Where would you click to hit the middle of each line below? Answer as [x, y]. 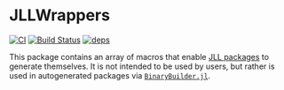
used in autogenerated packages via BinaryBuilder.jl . [110, 75]
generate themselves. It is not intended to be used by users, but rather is [142, 66]
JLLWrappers [60, 15]
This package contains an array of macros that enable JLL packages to [139, 56]
